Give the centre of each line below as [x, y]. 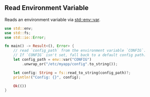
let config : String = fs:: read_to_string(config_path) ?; [72, 73]
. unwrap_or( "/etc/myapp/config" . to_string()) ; [70, 64]
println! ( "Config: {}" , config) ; [47, 77]
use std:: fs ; [18, 33]
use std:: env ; [19, 28]
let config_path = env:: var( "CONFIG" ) [52, 60]
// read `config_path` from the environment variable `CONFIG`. [80, 51]
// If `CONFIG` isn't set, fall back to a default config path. [80, 55]
